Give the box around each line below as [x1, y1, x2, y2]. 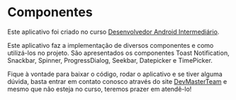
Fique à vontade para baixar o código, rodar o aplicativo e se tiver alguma [7, 70, 223, 78]
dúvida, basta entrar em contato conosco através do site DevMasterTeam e [7, 77, 227, 85]
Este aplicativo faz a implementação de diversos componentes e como [7, 41, 214, 49]
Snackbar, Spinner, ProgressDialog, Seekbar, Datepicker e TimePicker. [7, 56, 213, 64]
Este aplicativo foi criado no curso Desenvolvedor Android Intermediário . [7, 27, 220, 36]
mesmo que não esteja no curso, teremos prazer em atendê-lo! [7, 85, 192, 93]
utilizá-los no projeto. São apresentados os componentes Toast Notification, [7, 49, 230, 57]
